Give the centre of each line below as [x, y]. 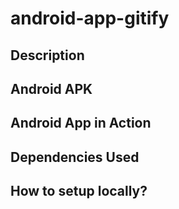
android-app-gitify [90, 18]
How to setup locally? [79, 191]
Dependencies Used [75, 157]
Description [47, 55]
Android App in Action [81, 123]
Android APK [51, 88]
